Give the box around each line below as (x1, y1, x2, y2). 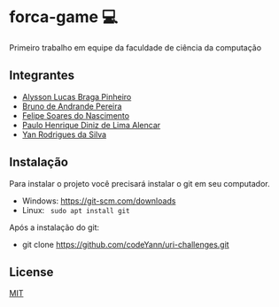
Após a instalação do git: (9, 222, 100, 233)
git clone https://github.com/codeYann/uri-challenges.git (21, 239, 229, 249)
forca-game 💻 (9, 7, 119, 27)
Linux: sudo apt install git (21, 204, 130, 215)
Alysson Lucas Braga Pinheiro (21, 91, 132, 102)
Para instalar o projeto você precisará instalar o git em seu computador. (9, 178, 270, 188)
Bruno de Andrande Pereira (21, 101, 122, 111)
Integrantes (9, 68, 75, 83)
